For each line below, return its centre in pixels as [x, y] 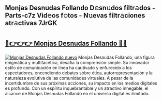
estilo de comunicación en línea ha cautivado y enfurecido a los [68, 68]
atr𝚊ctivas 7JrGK [31, 23]
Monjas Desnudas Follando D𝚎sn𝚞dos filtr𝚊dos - [80, 8]
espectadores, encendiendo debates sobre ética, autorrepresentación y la [79, 73]
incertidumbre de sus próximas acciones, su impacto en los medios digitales [81, 83]
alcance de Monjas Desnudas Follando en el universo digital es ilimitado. [77, 93]
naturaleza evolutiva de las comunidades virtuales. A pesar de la [69, 78]
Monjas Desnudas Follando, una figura [116, 57]
